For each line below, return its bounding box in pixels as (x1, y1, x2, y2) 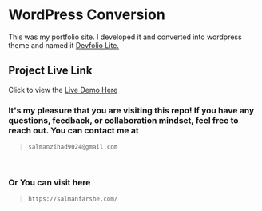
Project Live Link (8, 64, 93, 78)
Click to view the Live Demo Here (8, 85, 118, 94)
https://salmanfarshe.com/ (27, 195, 118, 203)
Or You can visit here (8, 177, 91, 188)
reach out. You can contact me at (8, 125, 139, 136)
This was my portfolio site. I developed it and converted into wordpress (8, 32, 242, 42)
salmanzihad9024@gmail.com (27, 143, 118, 151)
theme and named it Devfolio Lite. (8, 40, 120, 50)
